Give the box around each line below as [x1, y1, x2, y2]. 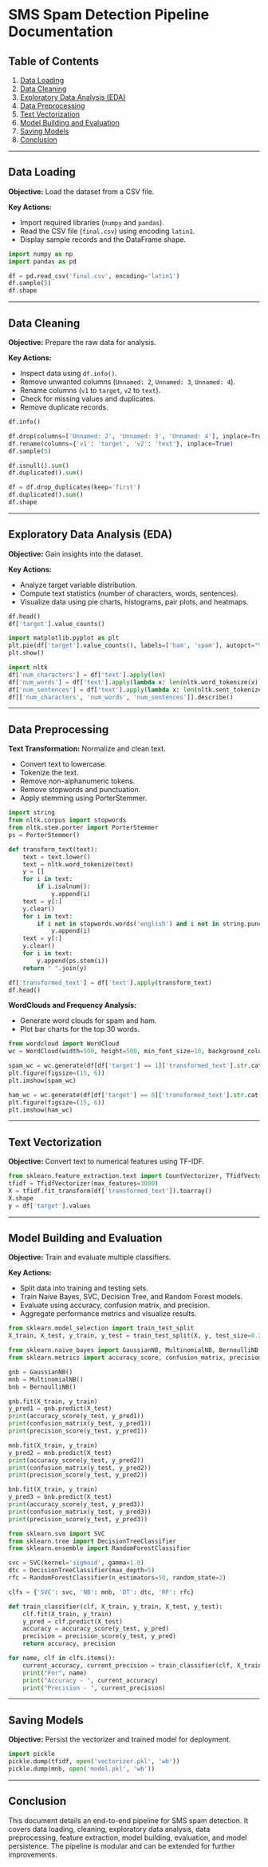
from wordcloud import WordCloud [8, 1040, 120, 1048]
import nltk [8, 664, 48, 672]
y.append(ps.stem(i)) [37, 957, 109, 965]
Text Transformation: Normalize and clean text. [8, 744, 166, 754]
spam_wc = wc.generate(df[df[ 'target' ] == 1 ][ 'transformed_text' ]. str [8, 1062, 248, 1070]
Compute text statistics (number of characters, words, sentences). [19, 589, 239, 598]
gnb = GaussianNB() [8, 1368, 73, 1376]
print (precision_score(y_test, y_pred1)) [8, 1427, 148, 1435]
